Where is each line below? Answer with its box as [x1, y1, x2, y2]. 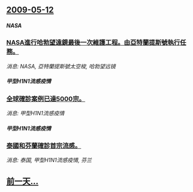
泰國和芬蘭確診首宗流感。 [6, 141, 82, 150]
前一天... [6, 176, 39, 187]
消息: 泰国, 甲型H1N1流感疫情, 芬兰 [6, 157, 93, 164]
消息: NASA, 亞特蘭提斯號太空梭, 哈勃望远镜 [6, 62, 116, 69]
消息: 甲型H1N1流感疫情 [6, 110, 65, 117]
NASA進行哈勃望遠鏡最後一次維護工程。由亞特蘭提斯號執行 [6, 38, 181, 47]
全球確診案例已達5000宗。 [6, 94, 85, 103]
